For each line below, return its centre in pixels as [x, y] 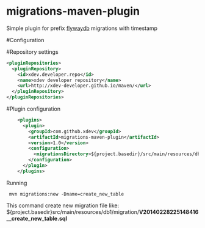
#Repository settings [33, 52]
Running [17, 183]
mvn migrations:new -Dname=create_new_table [66, 194]
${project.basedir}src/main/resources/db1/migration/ [73, 211]
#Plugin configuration [34, 109]
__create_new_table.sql [37, 218]
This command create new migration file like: [63, 205]
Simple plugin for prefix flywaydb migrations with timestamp [82, 28]
